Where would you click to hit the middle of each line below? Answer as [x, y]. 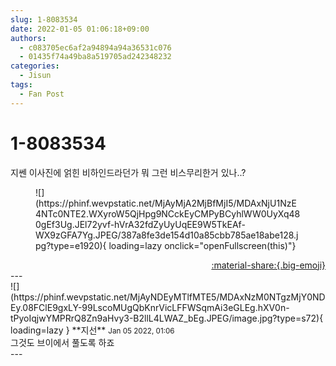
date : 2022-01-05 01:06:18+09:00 [80, 29]
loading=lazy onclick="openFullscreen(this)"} [202, 245]
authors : [28, 38]
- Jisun [35, 76]
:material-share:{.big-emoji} [268, 265]
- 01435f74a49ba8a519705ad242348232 [95, 57]
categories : [35, 66]
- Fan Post [42, 94]
